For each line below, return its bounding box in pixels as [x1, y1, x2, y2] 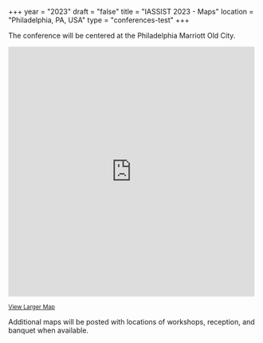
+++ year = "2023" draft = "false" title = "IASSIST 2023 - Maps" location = [8, 7, 254, 16]
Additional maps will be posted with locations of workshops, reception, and [8, 317, 255, 326]
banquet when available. [8, 325, 89, 335]
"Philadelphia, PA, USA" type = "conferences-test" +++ [8, 15, 190, 25]
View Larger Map [8, 303, 56, 311]
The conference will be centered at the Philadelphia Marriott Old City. [8, 31, 236, 40]
